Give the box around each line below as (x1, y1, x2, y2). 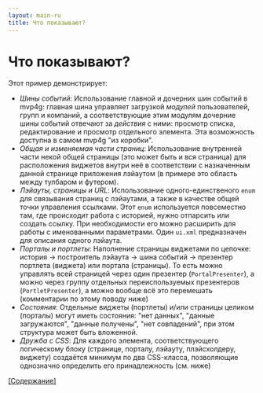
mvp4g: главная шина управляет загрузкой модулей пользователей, (19, 102, 250, 112)
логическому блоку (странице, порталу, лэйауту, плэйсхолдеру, (19, 344, 236, 354)
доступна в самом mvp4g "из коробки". (19, 135, 154, 145)
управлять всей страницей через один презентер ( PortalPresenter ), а (19, 269, 255, 279)
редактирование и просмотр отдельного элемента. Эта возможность (19, 127, 255, 137)
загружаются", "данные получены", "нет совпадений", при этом (19, 319, 235, 329)
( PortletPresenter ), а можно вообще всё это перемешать (19, 286, 214, 296)
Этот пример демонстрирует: (8, 79, 108, 88)
